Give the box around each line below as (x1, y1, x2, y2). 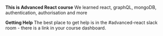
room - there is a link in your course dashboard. (5, 25, 106, 31)
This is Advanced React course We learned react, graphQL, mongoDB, (5, 5, 157, 10)
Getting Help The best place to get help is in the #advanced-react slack (5, 20, 158, 25)
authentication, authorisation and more (5, 10, 87, 16)
